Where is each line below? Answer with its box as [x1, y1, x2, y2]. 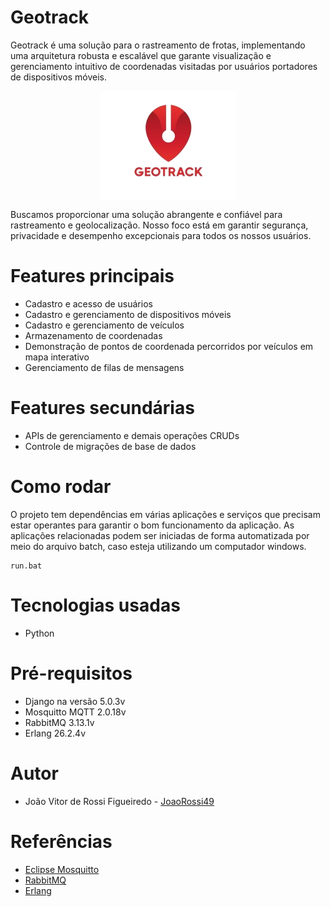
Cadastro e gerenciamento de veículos [24, 319, 185, 331]
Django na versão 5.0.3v [24, 695, 126, 707]
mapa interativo [24, 351, 90, 363]
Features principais [10, 265, 175, 288]
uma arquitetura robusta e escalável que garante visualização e [10, 49, 272, 61]
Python [24, 627, 55, 639]
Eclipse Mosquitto [24, 863, 100, 875]
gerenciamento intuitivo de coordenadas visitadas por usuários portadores [10, 60, 318, 72]
